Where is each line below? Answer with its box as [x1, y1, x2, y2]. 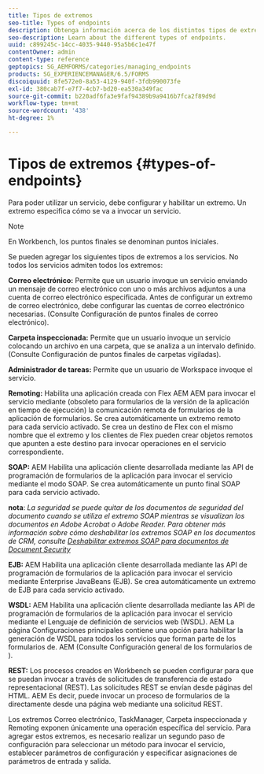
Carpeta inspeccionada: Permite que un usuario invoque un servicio [8, 333, 231, 342]
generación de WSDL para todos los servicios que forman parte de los [8, 634, 236, 643]
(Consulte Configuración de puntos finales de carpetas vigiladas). [8, 349, 222, 359]
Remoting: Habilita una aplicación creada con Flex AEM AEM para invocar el [8, 388, 256, 398]
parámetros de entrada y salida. [8, 756, 112, 765]
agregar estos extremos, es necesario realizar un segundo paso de [8, 731, 225, 741]
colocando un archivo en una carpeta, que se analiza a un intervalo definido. [8, 340, 256, 351]
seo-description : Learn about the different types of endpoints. [8, 33, 226, 42]
